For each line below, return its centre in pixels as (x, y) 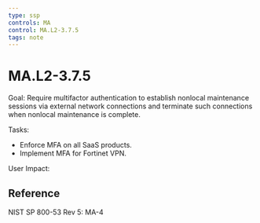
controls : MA (29, 23)
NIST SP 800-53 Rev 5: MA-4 (56, 212)
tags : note (26, 37)
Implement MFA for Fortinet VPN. (73, 153)
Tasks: (19, 130)
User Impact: (29, 169)
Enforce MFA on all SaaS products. (75, 145)
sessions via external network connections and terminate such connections (130, 106)
